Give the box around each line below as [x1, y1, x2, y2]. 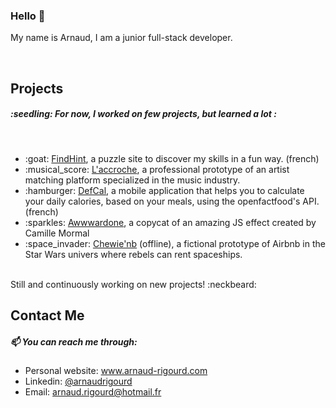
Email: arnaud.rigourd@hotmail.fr [24, 386, 162, 398]
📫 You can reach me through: [10, 335, 138, 348]
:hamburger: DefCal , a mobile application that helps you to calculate [24, 184, 305, 196]
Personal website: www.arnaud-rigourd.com [24, 365, 208, 377]
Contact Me [10, 307, 85, 324]
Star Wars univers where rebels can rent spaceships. [24, 248, 243, 260]
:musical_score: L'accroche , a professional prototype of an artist [24, 163, 290, 175]
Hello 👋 [10, 9, 46, 23]
